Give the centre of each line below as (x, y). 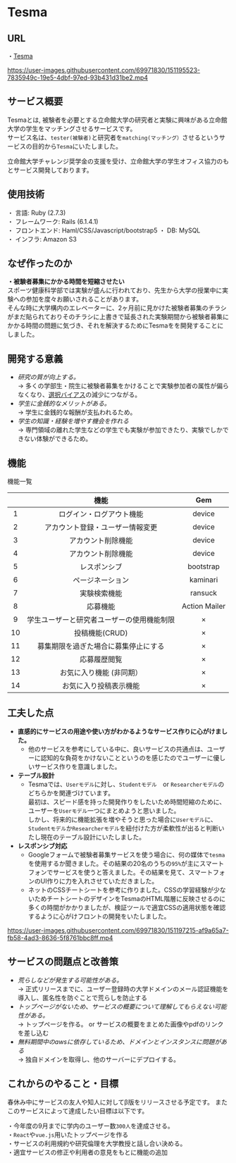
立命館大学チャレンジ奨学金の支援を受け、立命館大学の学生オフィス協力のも (118, 161)
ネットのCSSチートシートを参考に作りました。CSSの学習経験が (120, 890)
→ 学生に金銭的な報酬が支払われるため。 (77, 412)
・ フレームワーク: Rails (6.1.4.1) (53, 221)
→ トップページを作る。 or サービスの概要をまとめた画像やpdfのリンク (120, 1024)
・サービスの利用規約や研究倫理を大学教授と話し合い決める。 (97, 1143)
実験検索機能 (101, 594)
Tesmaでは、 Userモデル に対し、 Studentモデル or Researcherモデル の (126, 784)
